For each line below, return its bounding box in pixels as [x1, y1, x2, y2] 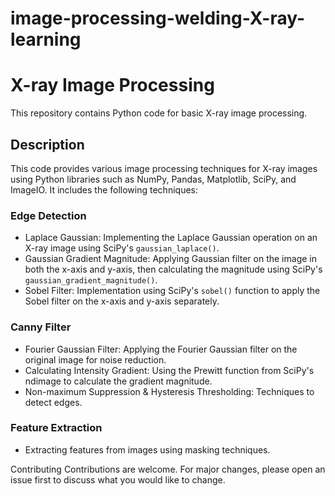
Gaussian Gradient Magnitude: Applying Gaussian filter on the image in [24, 253, 317, 265]
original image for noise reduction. [24, 353, 167, 366]
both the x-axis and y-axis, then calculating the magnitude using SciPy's [24, 263, 323, 276]
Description [10, 136, 85, 153]
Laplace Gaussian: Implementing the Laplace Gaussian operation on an [24, 232, 318, 244]
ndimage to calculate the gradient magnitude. [24, 375, 213, 387]
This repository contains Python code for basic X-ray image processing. [10, 107, 308, 119]
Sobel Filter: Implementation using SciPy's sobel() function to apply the [24, 285, 321, 297]
